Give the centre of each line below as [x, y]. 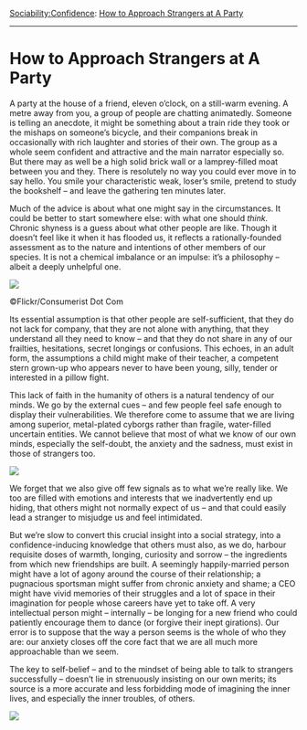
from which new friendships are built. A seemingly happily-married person [149, 564]
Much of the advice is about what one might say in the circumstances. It [145, 208]
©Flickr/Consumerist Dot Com [66, 302]
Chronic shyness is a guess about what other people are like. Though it [143, 227]
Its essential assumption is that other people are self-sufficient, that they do [152, 319]
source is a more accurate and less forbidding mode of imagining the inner [150, 688]
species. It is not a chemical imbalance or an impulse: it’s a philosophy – [145, 257]
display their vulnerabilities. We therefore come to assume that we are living [152, 414]
